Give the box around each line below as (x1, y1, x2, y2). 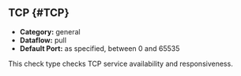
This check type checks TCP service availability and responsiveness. (8, 59, 233, 68)
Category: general (19, 27, 81, 36)
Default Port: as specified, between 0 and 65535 (19, 43, 180, 53)
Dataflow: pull (19, 35, 67, 45)
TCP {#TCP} (8, 6, 70, 20)
